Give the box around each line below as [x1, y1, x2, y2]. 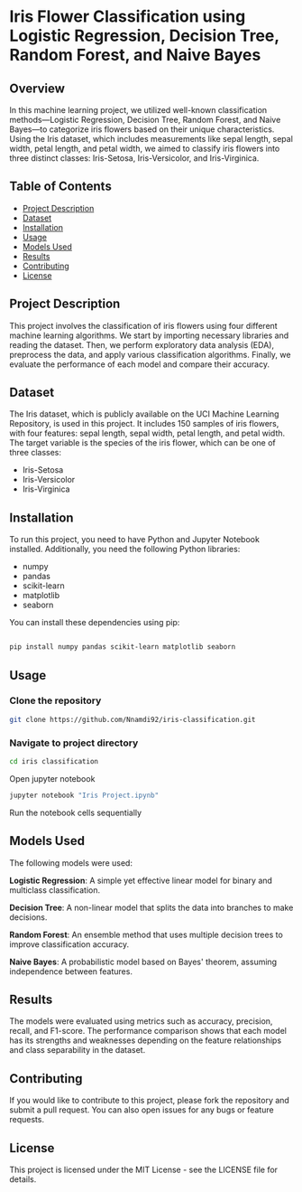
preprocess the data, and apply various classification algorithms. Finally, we [9, 349, 291, 360]
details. [9, 1173, 37, 1185]
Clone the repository [9, 694, 102, 707]
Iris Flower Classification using [9, 6, 246, 27]
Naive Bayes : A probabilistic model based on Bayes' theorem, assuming [9, 956, 278, 967]
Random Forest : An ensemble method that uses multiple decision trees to [9, 929, 284, 940]
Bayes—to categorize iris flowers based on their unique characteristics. [9, 124, 275, 135]
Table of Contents [9, 179, 113, 194]
